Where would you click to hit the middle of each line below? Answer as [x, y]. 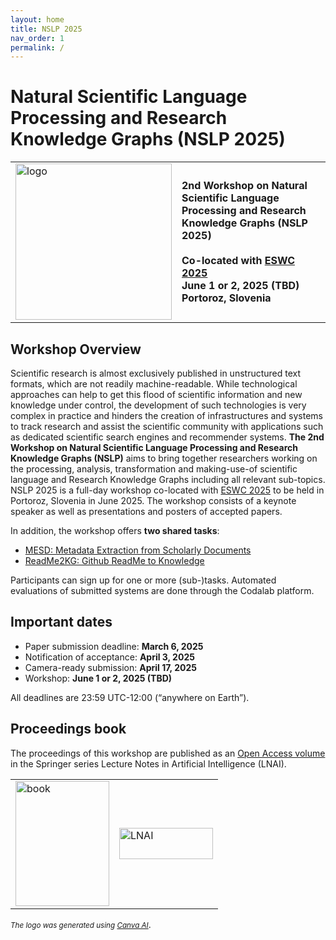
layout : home [37, 19]
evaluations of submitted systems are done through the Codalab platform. [162, 590]
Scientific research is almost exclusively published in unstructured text [156, 373]
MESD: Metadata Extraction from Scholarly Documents [138, 550]
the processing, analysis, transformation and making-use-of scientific [154, 469]
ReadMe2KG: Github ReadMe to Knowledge [114, 560]
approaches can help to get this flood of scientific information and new [156, 394]
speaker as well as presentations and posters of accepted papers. [146, 511]
